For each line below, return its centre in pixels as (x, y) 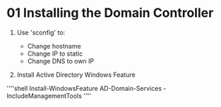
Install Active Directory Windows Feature (76, 75)
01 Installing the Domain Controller (110, 13)
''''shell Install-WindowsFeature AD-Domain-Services (84, 88)
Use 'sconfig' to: (41, 32)
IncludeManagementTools (44, 96)
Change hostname (54, 46)
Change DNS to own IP (61, 61)
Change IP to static (55, 53)
